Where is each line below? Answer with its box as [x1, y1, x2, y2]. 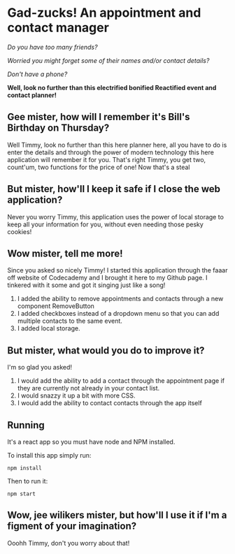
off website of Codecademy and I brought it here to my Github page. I [7, 274, 208, 282]
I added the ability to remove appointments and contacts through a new [17, 295, 224, 303]
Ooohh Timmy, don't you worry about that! [7, 539, 130, 547]
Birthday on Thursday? [7, 122, 110, 134]
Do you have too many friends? [7, 43, 98, 51]
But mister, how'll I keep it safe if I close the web [7, 183, 220, 195]
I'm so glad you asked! [7, 363, 72, 372]
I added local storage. [17, 324, 80, 333]
